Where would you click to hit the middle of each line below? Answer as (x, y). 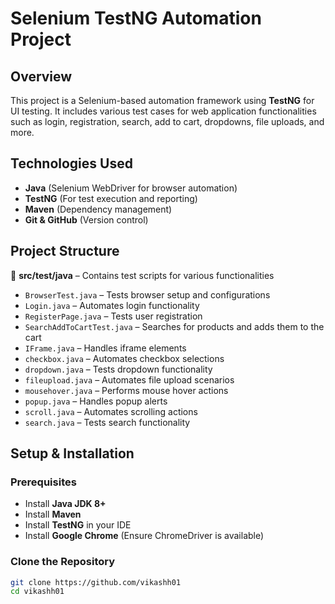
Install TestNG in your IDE (78, 525)
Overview (41, 76)
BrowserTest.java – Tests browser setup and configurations (147, 294)
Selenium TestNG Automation (136, 18)
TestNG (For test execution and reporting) (111, 198)
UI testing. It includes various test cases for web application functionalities (163, 111)
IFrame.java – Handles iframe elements (105, 348)
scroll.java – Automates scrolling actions (111, 411)
